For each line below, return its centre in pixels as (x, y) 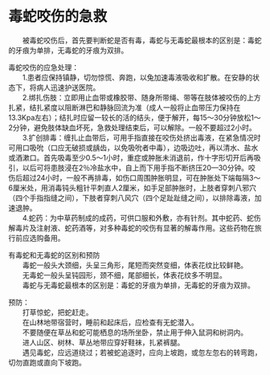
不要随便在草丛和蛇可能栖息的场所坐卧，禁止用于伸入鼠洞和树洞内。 (135, 332)
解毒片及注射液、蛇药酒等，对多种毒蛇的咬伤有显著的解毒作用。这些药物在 (131, 228)
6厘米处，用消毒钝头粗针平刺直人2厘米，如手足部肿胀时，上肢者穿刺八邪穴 (133, 187)
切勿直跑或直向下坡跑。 (47, 362)
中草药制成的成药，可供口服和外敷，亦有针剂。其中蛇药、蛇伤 (159, 218)
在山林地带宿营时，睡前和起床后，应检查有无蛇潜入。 (110, 322)
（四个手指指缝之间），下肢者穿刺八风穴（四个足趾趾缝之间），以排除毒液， (131, 198)
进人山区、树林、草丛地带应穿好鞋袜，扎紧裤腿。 (104, 342)
